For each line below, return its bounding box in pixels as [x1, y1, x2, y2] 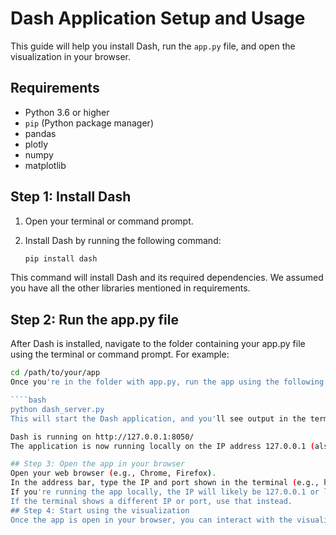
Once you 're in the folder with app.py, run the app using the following [10, 377, 325, 387]
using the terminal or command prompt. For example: [10, 348, 230, 361]
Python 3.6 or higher [24, 106, 110, 118]
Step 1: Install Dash [10, 188, 132, 206]
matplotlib [24, 159, 67, 171]
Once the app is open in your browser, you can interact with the [10, 515, 293, 525]
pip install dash [24, 253, 98, 264]
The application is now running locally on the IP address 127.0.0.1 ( [10, 441, 315, 451]
